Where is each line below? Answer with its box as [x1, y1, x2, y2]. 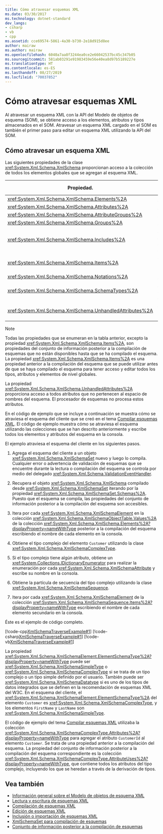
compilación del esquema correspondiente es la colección [5, 751, 122, 756]
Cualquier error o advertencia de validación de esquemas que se [12, 460, 142, 466]
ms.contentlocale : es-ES [5, 66, 55, 71]
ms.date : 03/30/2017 [5, 12, 47, 17]
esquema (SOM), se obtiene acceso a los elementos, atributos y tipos [5, 117, 144, 123]
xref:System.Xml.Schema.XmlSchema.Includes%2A [7, 236, 126, 243]
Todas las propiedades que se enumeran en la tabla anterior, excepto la [5, 335, 148, 341]
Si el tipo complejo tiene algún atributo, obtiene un [12, 554, 113, 561]
